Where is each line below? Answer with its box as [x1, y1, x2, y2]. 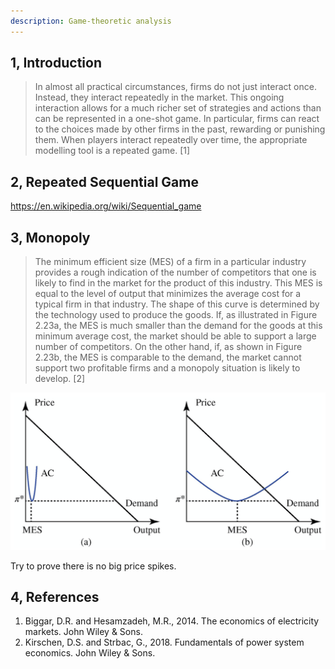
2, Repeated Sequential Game [10, 173, 199, 190]
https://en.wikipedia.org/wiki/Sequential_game [10, 200, 202, 212]
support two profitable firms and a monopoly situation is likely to [34, 362, 301, 374]
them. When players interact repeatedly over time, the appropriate [34, 134, 308, 146]
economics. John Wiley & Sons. [24, 647, 156, 659]
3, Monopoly [10, 229, 91, 246]
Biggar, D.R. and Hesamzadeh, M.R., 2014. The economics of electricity [24, 615, 320, 627]
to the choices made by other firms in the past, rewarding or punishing [34, 123, 326, 135]
